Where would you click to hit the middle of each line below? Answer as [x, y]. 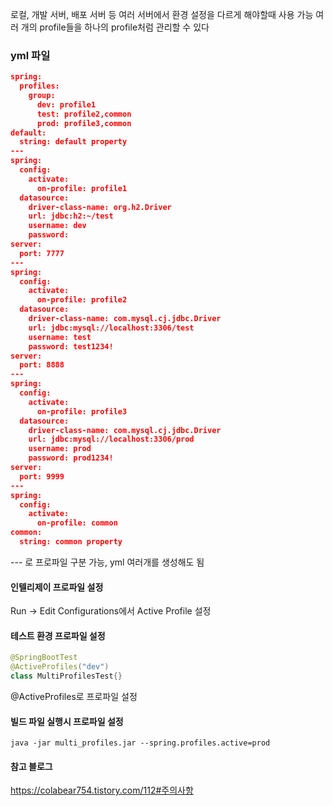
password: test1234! [71, 346]
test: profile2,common [84, 114]
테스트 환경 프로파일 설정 [58, 635]
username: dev [57, 226]
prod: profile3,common [84, 123]
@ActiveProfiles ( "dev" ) [60, 667]
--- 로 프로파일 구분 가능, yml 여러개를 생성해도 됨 [107, 562]
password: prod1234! [71, 458]
